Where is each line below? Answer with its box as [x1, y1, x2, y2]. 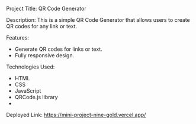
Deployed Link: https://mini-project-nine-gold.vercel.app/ [6, 112, 146, 118]
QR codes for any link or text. [6, 23, 78, 30]
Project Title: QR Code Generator [6, 5, 87, 12]
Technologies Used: [6, 63, 55, 70]
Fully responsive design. [14, 52, 75, 58]
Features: [6, 34, 30, 41]
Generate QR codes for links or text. [14, 45, 102, 53]
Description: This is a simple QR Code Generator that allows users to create [6, 17, 191, 23]
